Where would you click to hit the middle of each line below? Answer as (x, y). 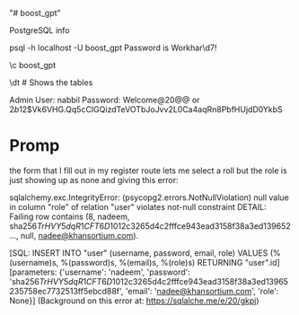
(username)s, (34, 262)
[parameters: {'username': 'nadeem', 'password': (100, 272)
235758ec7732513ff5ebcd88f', (66, 291)
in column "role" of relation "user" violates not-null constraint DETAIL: (138, 206)
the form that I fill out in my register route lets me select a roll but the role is (148, 171)
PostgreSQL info (40, 30)
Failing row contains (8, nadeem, (70, 216)
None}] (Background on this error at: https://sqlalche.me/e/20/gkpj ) (134, 301)
